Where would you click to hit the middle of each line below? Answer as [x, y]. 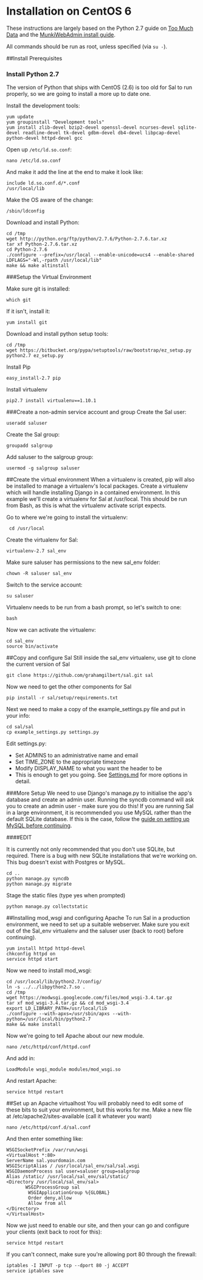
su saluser [20, 596]
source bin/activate [33, 646]
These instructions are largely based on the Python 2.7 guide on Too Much [100, 28]
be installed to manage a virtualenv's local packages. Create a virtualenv [97, 486]
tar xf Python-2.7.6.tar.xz [42, 244]
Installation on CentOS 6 [69, 11]
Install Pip [19, 367]
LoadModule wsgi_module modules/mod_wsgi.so [64, 1069]
